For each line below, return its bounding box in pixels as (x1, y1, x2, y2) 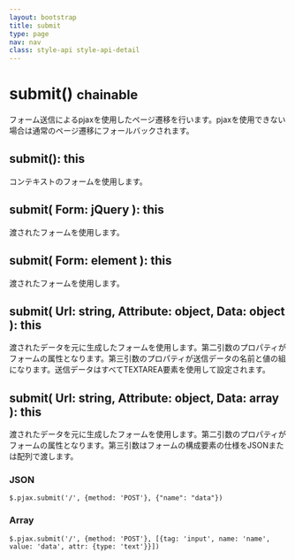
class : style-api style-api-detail (9, 46, 140, 55)
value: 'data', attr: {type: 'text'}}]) (9, 541, 161, 551)
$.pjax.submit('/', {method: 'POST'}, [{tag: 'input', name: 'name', (9, 534, 271, 543)
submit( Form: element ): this (9, 253, 172, 268)
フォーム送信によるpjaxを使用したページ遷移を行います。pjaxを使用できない (9, 114, 286, 125)
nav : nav (9, 37, 42, 47)
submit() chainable (9, 84, 139, 104)
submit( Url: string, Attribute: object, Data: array (9, 390, 280, 405)
